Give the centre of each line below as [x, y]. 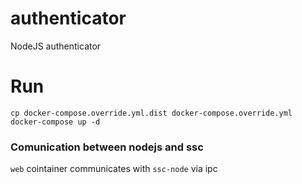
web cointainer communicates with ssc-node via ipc [114, 169]
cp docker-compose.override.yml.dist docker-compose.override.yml [151, 113]
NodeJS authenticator [56, 46]
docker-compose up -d [55, 122]
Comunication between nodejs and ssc [107, 147]
